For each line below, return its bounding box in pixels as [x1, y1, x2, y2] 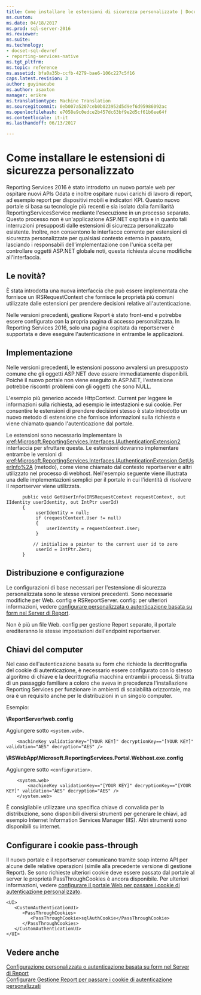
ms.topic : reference [6, 64, 58, 71]
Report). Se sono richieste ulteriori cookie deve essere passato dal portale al [6, 869, 195, 876]
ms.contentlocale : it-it [6, 114, 68, 120]
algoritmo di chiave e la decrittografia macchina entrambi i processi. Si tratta [6, 673, 194, 681]
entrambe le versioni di [6, 450, 63, 458]
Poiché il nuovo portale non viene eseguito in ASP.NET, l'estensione [6, 376, 173, 383]
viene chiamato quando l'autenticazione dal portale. [6, 420, 134, 427]
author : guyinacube [6, 81, 55, 87]
